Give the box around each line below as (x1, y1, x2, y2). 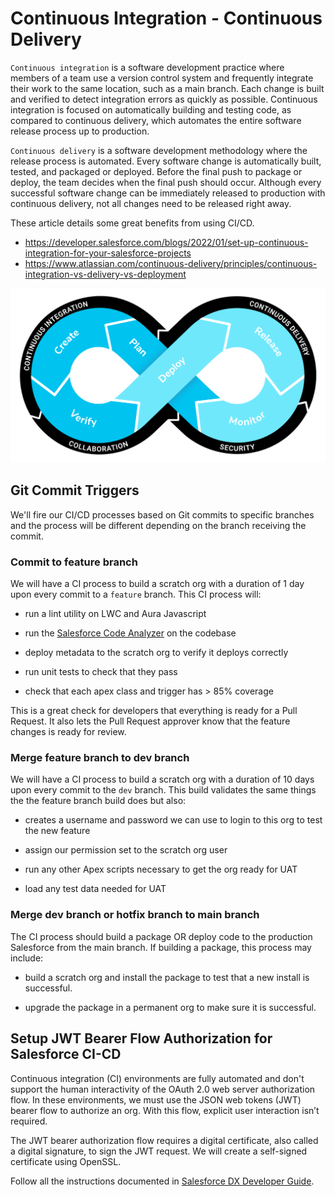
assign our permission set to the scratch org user (24, 844, 228, 856)
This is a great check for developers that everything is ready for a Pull (10, 705, 298, 717)
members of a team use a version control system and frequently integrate (10, 72, 314, 84)
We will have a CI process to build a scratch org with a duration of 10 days (10, 773, 315, 786)
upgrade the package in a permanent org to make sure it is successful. (24, 1001, 317, 1013)
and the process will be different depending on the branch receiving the (10, 519, 307, 531)
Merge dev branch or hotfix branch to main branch (10, 908, 260, 922)
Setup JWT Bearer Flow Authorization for (10, 1030, 273, 1047)
